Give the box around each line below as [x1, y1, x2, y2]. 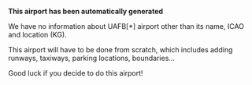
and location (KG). [8, 30, 67, 39]
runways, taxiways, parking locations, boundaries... [8, 54, 176, 62]
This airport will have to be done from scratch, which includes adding [8, 45, 233, 54]
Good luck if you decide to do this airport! [8, 69, 143, 77]
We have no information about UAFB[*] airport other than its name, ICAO [8, 22, 245, 30]
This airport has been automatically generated [8, 7, 164, 16]
